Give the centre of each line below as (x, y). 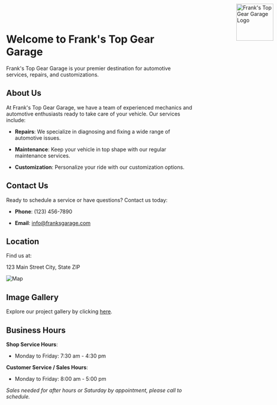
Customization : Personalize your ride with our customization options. (99, 167)
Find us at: (19, 256)
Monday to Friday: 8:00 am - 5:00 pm (60, 379)
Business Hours (36, 330)
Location (23, 241)
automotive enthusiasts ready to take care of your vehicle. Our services (93, 114)
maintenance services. (42, 155)
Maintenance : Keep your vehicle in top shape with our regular (91, 149)
